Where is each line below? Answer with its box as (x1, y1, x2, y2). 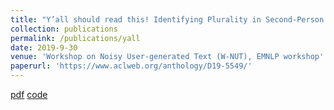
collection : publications (10, 24, 118, 34)
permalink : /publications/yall (10, 33, 141, 43)
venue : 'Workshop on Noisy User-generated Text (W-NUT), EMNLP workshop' (10, 52, 325, 62)
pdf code (10, 89, 48, 100)
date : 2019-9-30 (10, 42, 78, 53)
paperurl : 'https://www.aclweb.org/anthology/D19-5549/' (10, 61, 253, 71)
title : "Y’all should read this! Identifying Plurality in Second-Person (10, 14, 325, 25)
